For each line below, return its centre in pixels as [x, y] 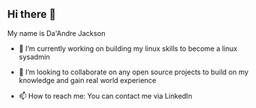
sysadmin [34, 56]
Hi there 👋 [32, 14]
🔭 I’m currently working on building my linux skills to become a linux [128, 49]
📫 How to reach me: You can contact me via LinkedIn [105, 95]
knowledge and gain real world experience [87, 80]
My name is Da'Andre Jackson [57, 33]
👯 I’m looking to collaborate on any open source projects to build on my [133, 72]
